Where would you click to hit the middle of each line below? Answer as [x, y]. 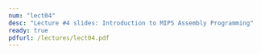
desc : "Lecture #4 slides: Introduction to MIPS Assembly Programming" [131, 23]
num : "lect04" [32, 15]
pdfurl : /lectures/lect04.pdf [59, 38]
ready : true [28, 30]
